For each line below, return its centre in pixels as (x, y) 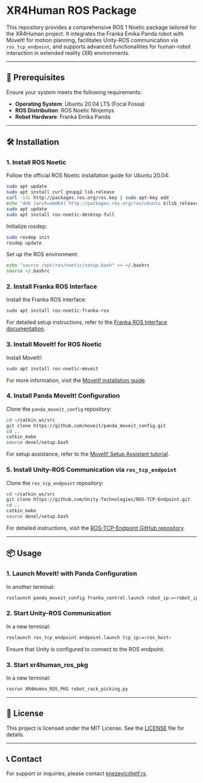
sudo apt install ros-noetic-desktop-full (60, 214)
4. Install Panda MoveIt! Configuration (63, 396)
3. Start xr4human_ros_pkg (47, 665)
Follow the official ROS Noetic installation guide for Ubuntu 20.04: (88, 175)
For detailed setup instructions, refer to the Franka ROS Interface (87, 322)
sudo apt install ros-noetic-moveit (52, 369)
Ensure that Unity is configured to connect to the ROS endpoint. (85, 649)
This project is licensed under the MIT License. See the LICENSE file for (95, 728)
